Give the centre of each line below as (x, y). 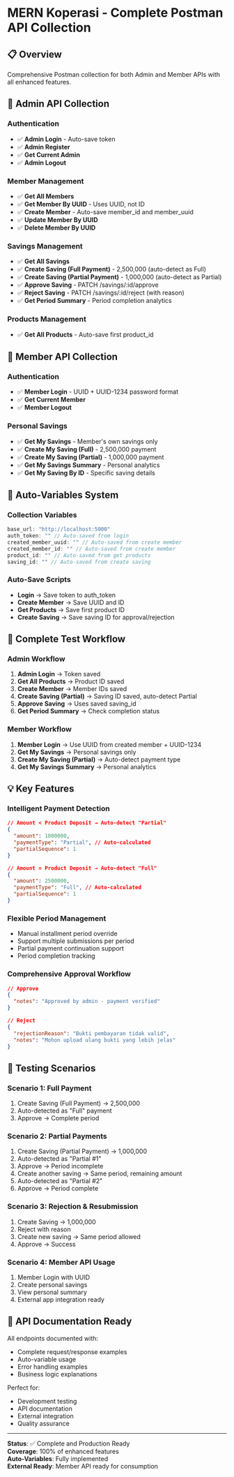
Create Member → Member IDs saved (72, 689)
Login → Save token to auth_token (67, 595)
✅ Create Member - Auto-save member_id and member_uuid (105, 211)
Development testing (47, 1401)
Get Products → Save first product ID (71, 609)
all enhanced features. (39, 82)
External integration (46, 1416)
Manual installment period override (67, 934)
